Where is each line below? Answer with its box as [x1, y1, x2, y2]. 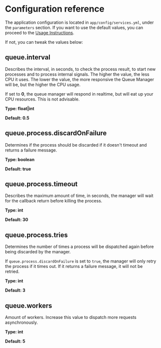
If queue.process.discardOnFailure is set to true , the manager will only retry [5, 258, 156, 264]
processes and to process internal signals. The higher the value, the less [5, 71, 150, 77]
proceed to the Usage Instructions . [5, 30, 74, 35]
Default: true [5, 166, 31, 172]
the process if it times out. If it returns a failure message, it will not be [5, 264, 143, 269]
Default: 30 [5, 217, 29, 223]
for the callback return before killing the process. [5, 198, 102, 204]
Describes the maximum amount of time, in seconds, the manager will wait [5, 193, 154, 199]
